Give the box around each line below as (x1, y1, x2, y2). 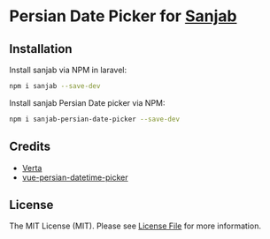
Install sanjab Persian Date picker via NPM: (9, 97, 166, 108)
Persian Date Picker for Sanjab (9, 6, 237, 26)
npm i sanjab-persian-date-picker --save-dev (9, 115, 180, 123)
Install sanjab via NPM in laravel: (9, 64, 127, 75)
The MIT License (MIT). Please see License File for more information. (9, 220, 261, 231)
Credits (9, 139, 51, 154)
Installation (9, 41, 73, 56)
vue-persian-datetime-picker (21, 172, 128, 183)
